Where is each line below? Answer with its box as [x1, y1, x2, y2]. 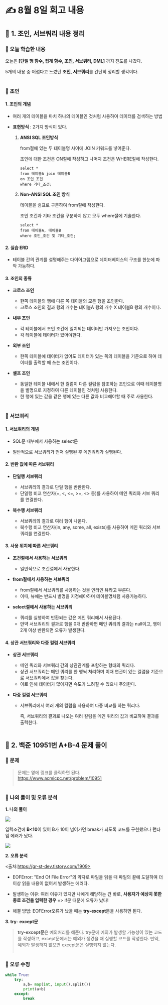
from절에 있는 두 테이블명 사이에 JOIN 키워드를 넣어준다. [20, 145, 131, 151]
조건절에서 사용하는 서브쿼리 [12, 555, 68, 561]
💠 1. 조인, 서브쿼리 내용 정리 [5, 29, 85, 38]
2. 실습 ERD [5, 244, 29, 250]
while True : [5, 972, 30, 978]
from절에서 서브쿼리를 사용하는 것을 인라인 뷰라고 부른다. [20, 587, 132, 593]
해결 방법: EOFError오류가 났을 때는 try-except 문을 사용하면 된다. [12, 908, 142, 914]
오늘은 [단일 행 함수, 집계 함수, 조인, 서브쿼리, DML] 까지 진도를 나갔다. [5, 58, 142, 64]
